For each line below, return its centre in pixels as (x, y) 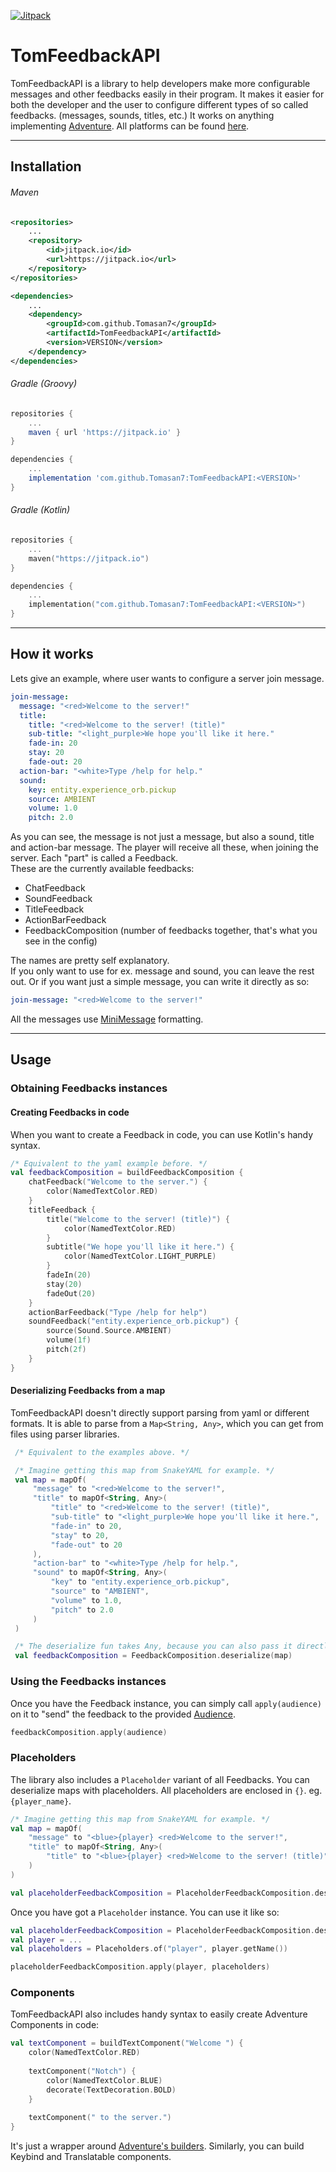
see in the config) (61, 941)
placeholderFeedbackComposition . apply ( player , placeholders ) (140, 1967)
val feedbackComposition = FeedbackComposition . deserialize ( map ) (153, 1656)
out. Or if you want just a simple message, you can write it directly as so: (160, 982)
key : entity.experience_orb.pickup (102, 790)
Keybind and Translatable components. (91, 2157)
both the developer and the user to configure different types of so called (159, 104)
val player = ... (46, 1940)
